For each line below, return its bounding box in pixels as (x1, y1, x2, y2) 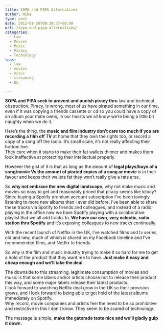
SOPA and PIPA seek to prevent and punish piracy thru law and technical (5, 97, 154, 103)
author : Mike (5, 12, 32, 17)
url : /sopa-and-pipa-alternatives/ (5, 25, 78, 30)
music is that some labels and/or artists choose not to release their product (5, 274, 157, 280)
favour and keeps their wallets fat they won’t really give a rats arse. (5, 174, 141, 180)
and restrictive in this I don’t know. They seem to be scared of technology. (5, 306, 155, 311)
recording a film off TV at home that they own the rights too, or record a (5, 133, 151, 139)
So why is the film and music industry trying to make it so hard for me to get (5, 249, 158, 255)
